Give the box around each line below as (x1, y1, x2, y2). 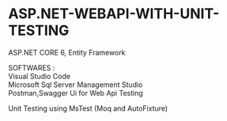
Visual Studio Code (8, 71, 71, 81)
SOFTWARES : (8, 62, 55, 72)
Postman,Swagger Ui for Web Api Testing (8, 88, 144, 97)
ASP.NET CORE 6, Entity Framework (8, 47, 126, 57)
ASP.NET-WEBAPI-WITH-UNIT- (8, 5, 220, 23)
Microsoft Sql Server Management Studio (8, 80, 143, 89)
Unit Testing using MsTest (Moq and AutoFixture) (8, 104, 168, 113)
